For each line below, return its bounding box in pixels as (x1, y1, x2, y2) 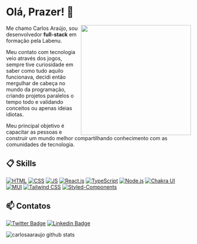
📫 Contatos (6, 201, 51, 211)
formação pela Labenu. (6, 37, 63, 44)
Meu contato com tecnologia (6, 48, 76, 55)
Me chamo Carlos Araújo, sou (6, 25, 78, 32)
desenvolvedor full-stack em (6, 30, 77, 38)
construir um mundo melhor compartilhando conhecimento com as (6, 134, 168, 141)
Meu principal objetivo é (6, 122, 64, 129)
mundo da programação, (6, 86, 66, 93)
